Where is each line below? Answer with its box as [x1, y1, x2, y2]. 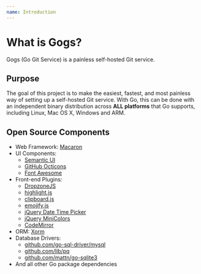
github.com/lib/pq [24, 248, 70, 255]
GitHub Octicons [24, 163, 66, 170]
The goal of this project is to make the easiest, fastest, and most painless [6, 89, 191, 97]
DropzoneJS [24, 182, 56, 190]
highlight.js [24, 189, 53, 196]
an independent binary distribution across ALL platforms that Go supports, [6, 102, 195, 110]
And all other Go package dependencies [15, 261, 118, 268]
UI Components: [15, 150, 57, 157]
